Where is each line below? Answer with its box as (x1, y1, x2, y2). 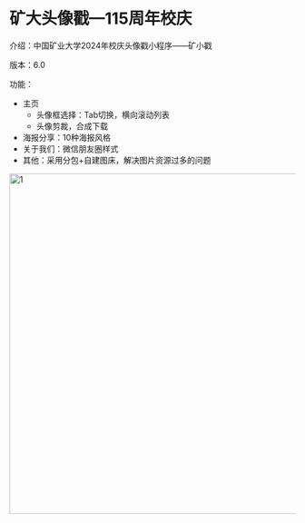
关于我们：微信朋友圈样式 (22, 143, 119, 154)
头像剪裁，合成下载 (35, 120, 109, 132)
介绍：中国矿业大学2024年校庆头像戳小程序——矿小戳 (9, 40, 212, 51)
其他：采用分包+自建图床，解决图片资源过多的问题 (22, 154, 212, 165)
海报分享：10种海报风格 (22, 132, 112, 143)
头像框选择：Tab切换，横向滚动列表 (35, 109, 171, 120)
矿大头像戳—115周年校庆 (9, 8, 192, 29)
